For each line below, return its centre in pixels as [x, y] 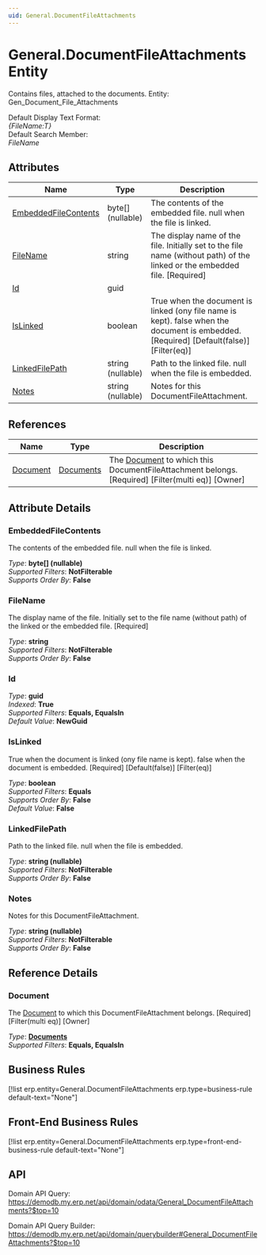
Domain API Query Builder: [52, 1226]
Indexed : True [31, 704]
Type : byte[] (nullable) [46, 563]
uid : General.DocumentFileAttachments [72, 15]
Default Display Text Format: [55, 117]
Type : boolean [32, 783]
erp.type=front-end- [209, 1141]
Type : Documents [38, 1037]
